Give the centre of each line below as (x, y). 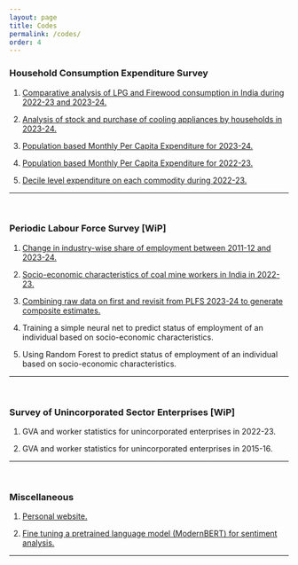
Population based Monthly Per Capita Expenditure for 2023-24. (137, 145)
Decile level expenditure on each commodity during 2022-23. (134, 180)
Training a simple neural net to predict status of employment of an (142, 327)
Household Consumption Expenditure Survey (109, 74)
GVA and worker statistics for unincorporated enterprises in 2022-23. (149, 432)
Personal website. (55, 516)
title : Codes (33, 26)
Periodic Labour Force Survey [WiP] (88, 229)
